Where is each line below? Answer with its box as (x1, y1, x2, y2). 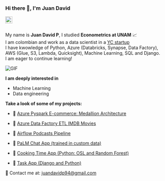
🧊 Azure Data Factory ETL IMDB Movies (12, 120, 96, 127)
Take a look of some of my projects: (5, 101, 82, 107)
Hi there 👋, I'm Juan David (5, 5, 70, 12)
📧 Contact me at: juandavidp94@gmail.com (5, 170, 97, 176)
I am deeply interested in (5, 75, 59, 81)
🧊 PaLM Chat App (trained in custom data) (12, 140, 102, 146)
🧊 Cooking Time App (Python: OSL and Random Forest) (12, 150, 129, 156)
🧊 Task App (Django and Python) (12, 160, 81, 166)
